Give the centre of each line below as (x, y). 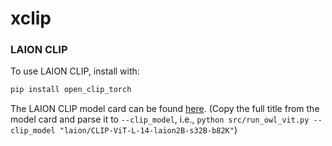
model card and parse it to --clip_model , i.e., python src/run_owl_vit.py (160, 119)
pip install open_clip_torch (71, 90)
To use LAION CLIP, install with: (75, 71)
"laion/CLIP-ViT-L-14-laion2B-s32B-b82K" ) (148, 130)
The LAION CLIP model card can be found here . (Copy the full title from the (165, 109)
